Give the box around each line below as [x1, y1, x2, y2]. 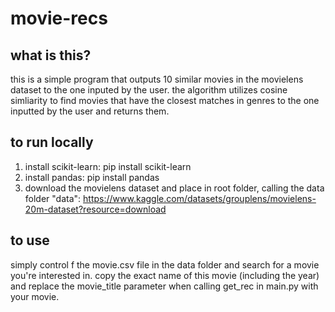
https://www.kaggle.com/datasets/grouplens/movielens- [83, 192, 317, 204]
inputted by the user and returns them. [10, 105, 170, 117]
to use [10, 232, 50, 249]
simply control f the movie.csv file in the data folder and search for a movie [10, 258, 320, 271]
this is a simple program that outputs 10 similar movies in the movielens [10, 73, 304, 85]
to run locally [10, 134, 94, 151]
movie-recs [10, 7, 108, 30]
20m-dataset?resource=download [24, 203, 167, 215]
